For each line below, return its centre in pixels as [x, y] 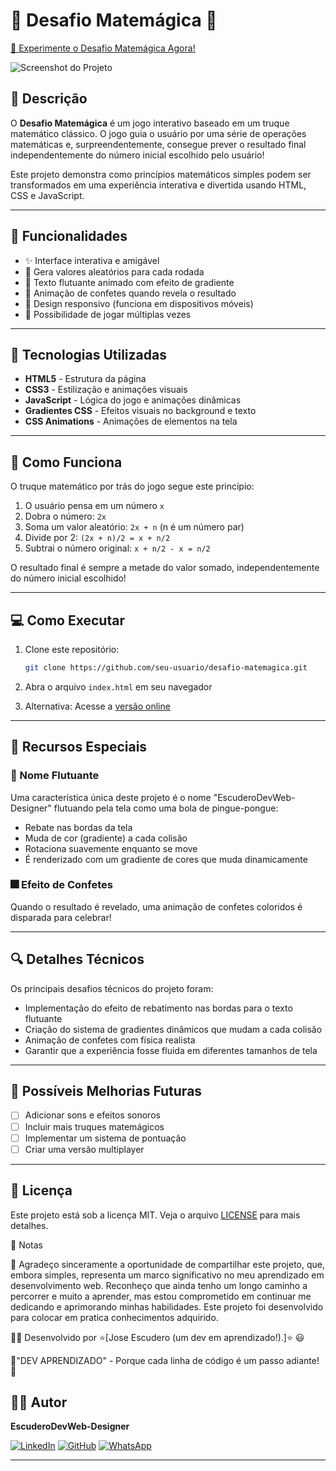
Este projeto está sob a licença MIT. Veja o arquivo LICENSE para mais [155, 1215]
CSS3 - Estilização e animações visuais [106, 390]
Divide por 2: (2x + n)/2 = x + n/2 [97, 538]
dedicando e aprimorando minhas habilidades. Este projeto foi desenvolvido [167, 1306]
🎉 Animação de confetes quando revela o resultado [130, 293]
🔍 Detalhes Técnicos [77, 959]
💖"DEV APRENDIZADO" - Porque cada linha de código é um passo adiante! [165, 1360]
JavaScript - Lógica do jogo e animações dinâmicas [133, 400]
